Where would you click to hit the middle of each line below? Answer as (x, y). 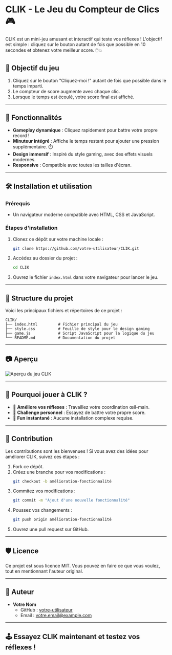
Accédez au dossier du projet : (45, 258)
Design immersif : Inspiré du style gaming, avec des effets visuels (82, 154)
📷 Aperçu (22, 359)
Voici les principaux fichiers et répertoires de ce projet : (64, 311)
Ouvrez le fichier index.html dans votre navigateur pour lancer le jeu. (85, 277)
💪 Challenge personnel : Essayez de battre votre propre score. (79, 412)
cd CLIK (21, 268)
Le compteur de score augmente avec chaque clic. (66, 91)
